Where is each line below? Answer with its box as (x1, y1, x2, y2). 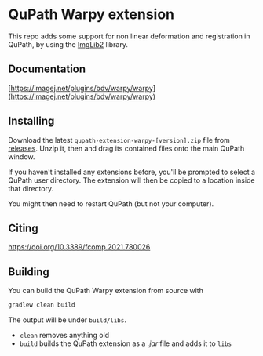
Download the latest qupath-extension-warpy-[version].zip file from (8, 135, 230, 144)
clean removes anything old (19, 331, 110, 340)
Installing (8, 114, 55, 128)
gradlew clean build (8, 301, 76, 309)
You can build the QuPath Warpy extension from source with (8, 286, 204, 296)
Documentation (8, 63, 86, 76)
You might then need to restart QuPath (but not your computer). (8, 198, 214, 209)
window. (8, 151, 35, 162)
